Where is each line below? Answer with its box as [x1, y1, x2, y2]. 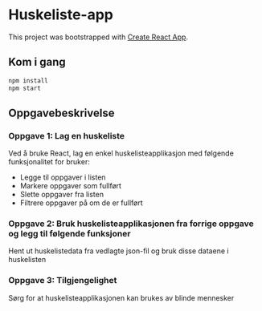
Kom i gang [8, 55, 66, 69]
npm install [8, 76, 48, 85]
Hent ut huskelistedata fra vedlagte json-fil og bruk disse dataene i [8, 246, 229, 256]
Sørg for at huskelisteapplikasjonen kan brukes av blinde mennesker [8, 293, 235, 302]
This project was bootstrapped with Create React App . [8, 32, 189, 42]
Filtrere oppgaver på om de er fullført [19, 198, 143, 208]
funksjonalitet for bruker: [8, 157, 90, 167]
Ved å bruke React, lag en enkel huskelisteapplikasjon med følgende [8, 148, 235, 158]
